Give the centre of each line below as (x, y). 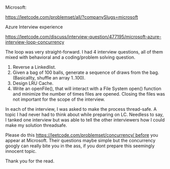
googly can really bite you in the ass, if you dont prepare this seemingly (80, 146)
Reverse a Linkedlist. (34, 67)
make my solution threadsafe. (36, 125)
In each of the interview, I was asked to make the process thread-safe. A (81, 109)
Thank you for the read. (30, 161)
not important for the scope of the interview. (59, 99)
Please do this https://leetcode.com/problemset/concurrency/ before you (82, 135)
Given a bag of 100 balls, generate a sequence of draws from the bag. (86, 72)
